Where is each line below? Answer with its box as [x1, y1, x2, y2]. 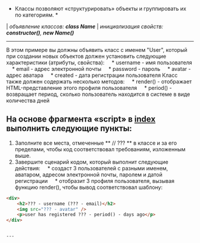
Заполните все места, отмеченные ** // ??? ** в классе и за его [14, 139, 177, 147]
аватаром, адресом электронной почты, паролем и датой [14, 171, 162, 178]
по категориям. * [14, 11, 58, 18]
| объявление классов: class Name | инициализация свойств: [6, 23, 164, 30]
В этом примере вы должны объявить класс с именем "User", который [6, 46, 187, 53]
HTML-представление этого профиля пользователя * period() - [6, 85, 173, 91]
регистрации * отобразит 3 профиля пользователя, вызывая [14, 177, 174, 184]
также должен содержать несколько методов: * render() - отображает [6, 78, 192, 85]
